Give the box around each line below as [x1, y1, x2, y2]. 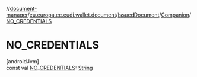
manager [6, 11, 28, 18]
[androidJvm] [6, 57, 40, 65]
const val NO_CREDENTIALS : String [6, 64, 93, 71]
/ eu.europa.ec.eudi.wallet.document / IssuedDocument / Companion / [27, 11, 192, 18]
